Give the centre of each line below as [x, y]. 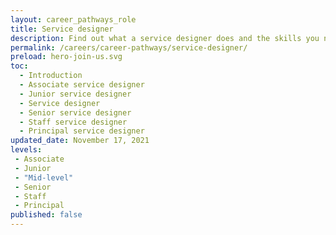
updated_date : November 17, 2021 [80, 141]
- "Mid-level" [44, 177]
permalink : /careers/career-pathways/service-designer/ [129, 47]
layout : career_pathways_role [73, 19]
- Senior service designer [75, 112]
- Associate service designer [82, 85]
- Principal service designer [82, 131]
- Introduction [51, 76]
